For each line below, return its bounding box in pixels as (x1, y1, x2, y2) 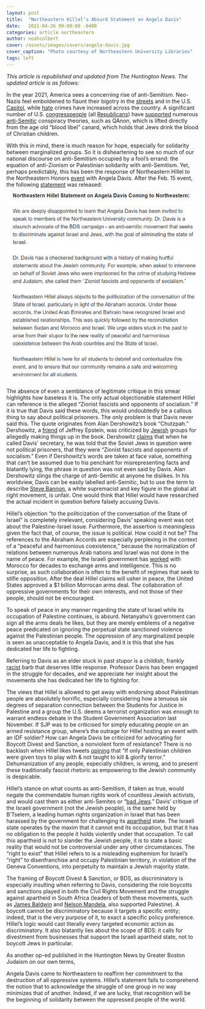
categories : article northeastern (6, 29, 95, 35)
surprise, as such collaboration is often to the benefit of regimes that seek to (6, 568, 199, 575)
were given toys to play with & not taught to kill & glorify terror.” (6, 753, 166, 761)
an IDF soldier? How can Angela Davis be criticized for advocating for (6, 734, 182, 741)
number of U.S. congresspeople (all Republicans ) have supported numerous (6, 110, 198, 117)
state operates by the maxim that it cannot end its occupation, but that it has (6, 824, 199, 831)
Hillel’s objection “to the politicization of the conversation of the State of (6, 510, 188, 517)
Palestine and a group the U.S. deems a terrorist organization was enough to (6, 707, 199, 715)
